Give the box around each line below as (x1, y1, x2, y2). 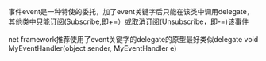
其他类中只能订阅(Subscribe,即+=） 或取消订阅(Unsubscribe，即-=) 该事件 (8, 17, 249, 26)
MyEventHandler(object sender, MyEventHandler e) (8, 44, 177, 53)
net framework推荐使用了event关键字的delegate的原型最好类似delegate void (8, 35, 259, 44)
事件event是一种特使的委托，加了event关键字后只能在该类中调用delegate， (8, 7, 254, 16)
